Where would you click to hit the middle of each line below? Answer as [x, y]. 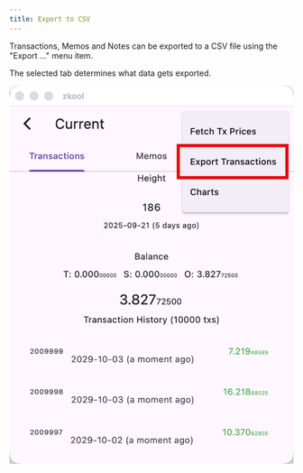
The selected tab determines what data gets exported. [110, 73]
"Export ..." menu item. [51, 55]
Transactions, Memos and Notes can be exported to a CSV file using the [143, 46]
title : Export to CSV [50, 19]
